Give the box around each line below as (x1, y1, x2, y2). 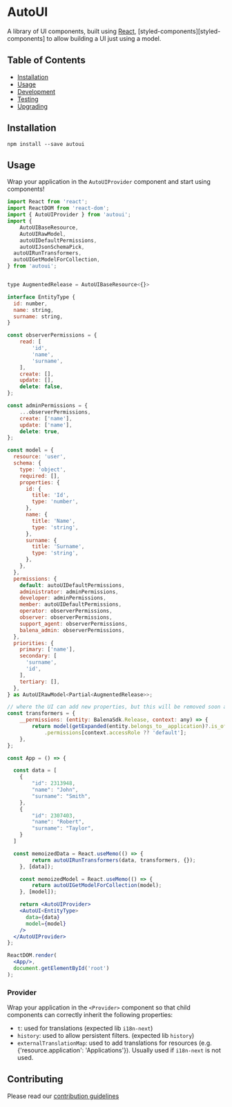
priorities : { (13, 640, 54, 646)
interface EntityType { (7, 293, 76, 301)
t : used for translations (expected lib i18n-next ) (17, 1024, 153, 1032)
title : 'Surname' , (32, 543, 85, 550)
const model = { (7, 447, 54, 454)
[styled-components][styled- (137, 27, 221, 35)
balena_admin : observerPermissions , (19, 626, 126, 633)
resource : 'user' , (13, 454, 67, 461)
